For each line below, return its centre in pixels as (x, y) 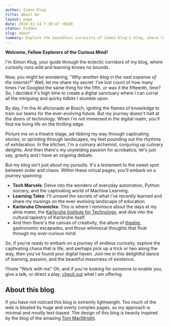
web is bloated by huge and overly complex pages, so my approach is (78, 307)
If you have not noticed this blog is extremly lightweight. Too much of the (81, 302)
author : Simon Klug (26, 10)
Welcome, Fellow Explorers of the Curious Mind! (57, 52)
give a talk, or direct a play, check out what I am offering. (64, 274)
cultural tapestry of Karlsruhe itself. (49, 217)
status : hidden (21, 29)
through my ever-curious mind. (45, 233)
